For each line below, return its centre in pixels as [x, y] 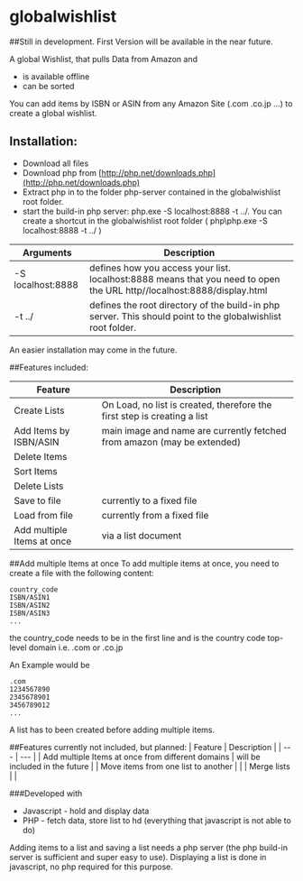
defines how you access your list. [161, 268]
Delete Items [41, 456]
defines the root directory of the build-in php [185, 305]
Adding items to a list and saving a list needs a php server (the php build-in [149, 847]
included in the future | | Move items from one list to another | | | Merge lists [150, 766]
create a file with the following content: [82, 573]
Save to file [37, 500]
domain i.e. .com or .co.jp [76, 647]
